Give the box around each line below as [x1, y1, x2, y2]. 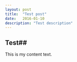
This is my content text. [5, 51, 52, 57]
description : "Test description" [5, 20, 73, 26]
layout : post [5, 7, 32, 12]
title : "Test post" [5, 12, 47, 16]
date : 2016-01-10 [5, 16, 45, 21]
